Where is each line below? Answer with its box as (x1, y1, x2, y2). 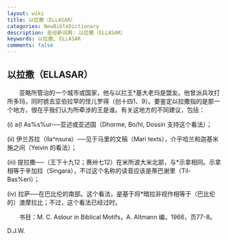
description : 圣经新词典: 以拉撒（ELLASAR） (7, 29, 126, 36)
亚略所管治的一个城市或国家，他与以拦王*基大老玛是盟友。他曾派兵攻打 (18, 88, 220, 97)
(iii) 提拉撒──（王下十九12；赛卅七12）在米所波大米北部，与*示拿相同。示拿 (7, 158, 221, 166)
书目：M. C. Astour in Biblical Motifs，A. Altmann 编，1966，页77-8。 (18, 213, 216, 221)
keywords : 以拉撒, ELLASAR (7, 36, 81, 43)
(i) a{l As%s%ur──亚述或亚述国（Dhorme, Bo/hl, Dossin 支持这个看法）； (7, 120, 212, 128)
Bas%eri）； (7, 175, 40, 183)
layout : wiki (7, 10, 45, 17)
